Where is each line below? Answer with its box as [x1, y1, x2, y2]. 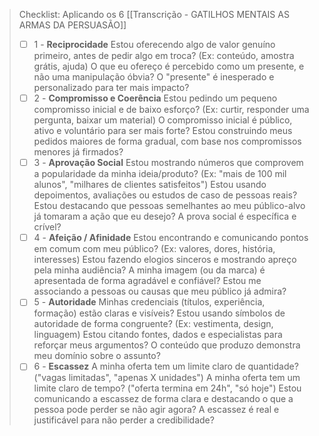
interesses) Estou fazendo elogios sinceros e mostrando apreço [33, 254, 297, 266]
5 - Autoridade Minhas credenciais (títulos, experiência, [33, 296, 266, 308]
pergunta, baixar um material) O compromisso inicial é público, [33, 114, 293, 126]
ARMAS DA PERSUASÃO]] [18, 19, 127, 31]
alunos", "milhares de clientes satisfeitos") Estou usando [33, 179, 267, 191]
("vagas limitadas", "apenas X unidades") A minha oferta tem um [33, 372, 301, 384]
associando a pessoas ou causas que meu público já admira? [33, 285, 287, 298]
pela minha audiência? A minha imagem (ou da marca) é [33, 264, 266, 276]
